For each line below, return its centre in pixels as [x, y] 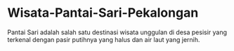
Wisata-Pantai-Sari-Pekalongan [103, 13]
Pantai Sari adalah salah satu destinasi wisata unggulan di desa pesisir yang [117, 32]
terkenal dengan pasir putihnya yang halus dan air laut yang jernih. [104, 39]
